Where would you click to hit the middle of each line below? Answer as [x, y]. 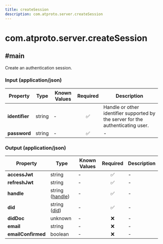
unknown [61, 218]
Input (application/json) [33, 80]
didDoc [16, 218]
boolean [60, 234]
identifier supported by [130, 113]
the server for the [123, 119]
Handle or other [121, 107]
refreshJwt [21, 183]
